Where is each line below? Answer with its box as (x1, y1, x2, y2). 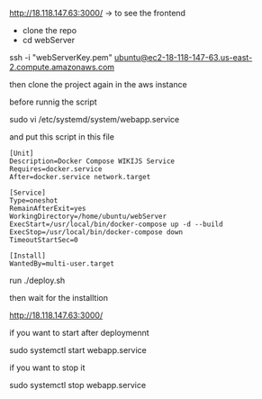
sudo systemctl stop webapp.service (9, 380, 147, 390)
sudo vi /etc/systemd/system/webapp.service (9, 114, 180, 124)
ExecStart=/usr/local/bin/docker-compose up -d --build (9, 220, 223, 229)
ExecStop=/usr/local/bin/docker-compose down (9, 228, 183, 237)
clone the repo (22, 25, 77, 35)
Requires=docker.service (9, 165, 103, 174)
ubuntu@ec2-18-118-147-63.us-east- (113, 52, 253, 62)
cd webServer (22, 35, 75, 45)
